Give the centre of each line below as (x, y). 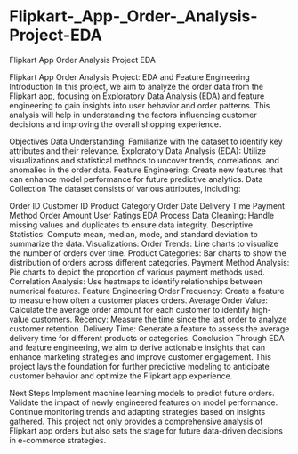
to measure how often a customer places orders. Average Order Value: (139, 300)
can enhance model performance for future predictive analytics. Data (136, 179)
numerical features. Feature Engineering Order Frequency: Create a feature (147, 291)
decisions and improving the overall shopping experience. (115, 124)
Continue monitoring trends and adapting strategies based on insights (137, 411)
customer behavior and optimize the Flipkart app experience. (121, 376)
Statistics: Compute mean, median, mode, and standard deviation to (133, 234)
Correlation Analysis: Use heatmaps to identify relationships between (136, 281)
